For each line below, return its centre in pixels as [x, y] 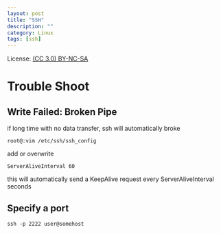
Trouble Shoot [48, 86]
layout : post [26, 13]
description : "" [30, 26]
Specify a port [38, 208]
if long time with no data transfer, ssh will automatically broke [94, 129]
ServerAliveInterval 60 [41, 167]
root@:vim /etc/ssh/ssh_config [52, 141]
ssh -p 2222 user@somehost [46, 224]
